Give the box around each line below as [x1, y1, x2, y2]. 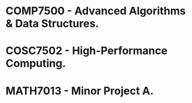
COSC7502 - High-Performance [5, 44, 168, 58]
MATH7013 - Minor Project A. [5, 84, 154, 98]
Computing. [5, 57, 66, 70]
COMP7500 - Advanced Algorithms [5, 4, 186, 18]
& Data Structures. [5, 17, 99, 30]
